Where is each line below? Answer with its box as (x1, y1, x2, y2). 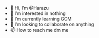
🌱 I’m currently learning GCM (10, 16, 72, 22)
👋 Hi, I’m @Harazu (10, 5, 49, 11)
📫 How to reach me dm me (10, 27, 69, 33)
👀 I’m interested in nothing (10, 10, 66, 16)
